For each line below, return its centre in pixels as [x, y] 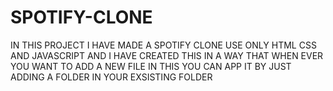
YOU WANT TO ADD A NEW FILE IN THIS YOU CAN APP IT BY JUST [151, 66]
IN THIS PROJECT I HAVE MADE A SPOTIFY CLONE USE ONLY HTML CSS [163, 45]
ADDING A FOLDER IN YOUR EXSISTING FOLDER [111, 77]
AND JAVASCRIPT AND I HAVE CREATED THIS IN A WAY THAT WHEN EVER [167, 55]
